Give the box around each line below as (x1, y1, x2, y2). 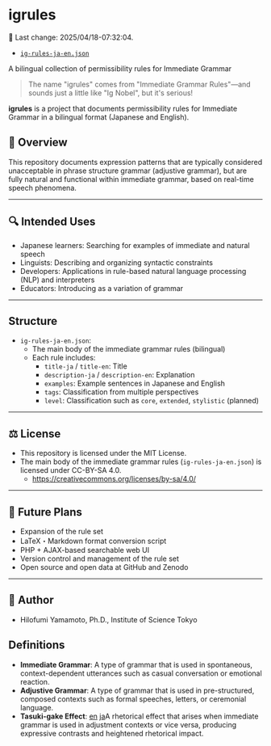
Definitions (8, 639, 65, 652)
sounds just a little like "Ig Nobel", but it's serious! (27, 87, 194, 98)
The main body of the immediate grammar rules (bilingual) (31, 344, 226, 354)
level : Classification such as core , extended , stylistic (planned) (44, 396, 260, 406)
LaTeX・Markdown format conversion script (19, 536, 167, 546)
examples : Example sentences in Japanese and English (44, 378, 226, 389)
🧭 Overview (8, 136, 68, 150)
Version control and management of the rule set (19, 554, 180, 563)
